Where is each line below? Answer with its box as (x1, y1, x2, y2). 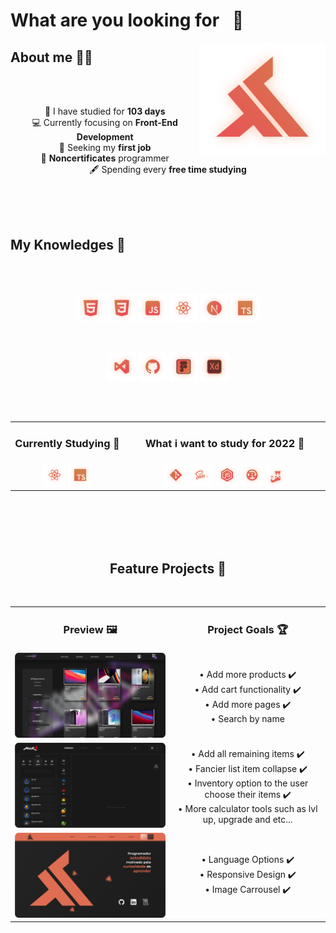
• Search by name (210, 713, 285, 725)
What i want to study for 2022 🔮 (144, 437, 305, 451)
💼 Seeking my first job (58, 142, 152, 153)
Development (76, 131, 134, 143)
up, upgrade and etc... (202, 813, 293, 825)
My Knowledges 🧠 (10, 237, 126, 254)
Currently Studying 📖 (14, 437, 120, 451)
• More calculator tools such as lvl (177, 802, 318, 814)
